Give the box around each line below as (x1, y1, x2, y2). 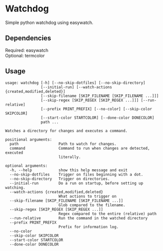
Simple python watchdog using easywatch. (5, 19, 93, 25)
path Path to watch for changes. (9, 141, 117, 146)
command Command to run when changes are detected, (9, 146, 150, 151)
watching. (5, 185, 26, 190)
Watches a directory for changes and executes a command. (5, 128, 128, 133)
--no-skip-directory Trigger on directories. (9, 176, 110, 181)
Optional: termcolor (5, 52, 45, 58)
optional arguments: (5, 163, 48, 168)
